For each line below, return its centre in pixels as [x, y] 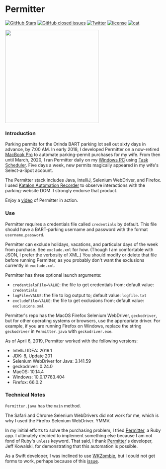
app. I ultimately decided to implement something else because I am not [79, 435]
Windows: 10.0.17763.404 [39, 377]
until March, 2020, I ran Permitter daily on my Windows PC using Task [77, 160]
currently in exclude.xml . [30, 265]
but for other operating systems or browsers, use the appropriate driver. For [83, 320]
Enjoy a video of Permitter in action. [42, 200]
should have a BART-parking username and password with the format [77, 229]
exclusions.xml [28, 306]
